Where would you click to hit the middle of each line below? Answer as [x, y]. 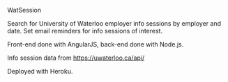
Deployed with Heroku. [40, 71]
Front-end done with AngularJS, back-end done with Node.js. [96, 44]
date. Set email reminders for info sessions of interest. [85, 31]
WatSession [24, 10]
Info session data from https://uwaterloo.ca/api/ [76, 58]
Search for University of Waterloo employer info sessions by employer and [114, 23]
